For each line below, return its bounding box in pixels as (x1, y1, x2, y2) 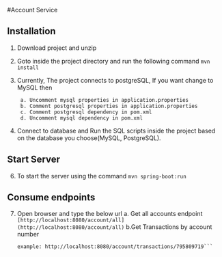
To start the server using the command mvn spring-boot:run (16, 172, 186, 180)
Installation (7, 25, 56, 37)
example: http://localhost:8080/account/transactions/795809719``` (16, 243, 213, 250)
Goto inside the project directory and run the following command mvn (16, 57, 210, 65)
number (16, 230, 40, 239)
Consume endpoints (7, 191, 96, 204)
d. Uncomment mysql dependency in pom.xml (20, 114, 143, 122)
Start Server (7, 154, 60, 165)
